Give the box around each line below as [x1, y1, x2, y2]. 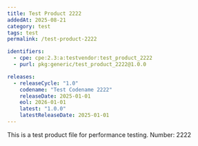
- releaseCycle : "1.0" [13, 80, 79, 87]
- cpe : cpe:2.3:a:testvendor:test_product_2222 [13, 54, 153, 62]
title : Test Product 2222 [7, 10, 81, 17]
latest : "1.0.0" [19, 105, 67, 112]
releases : [7, 73, 36, 80]
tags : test [7, 29, 39, 36]
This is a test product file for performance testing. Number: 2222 [7, 130, 192, 138]
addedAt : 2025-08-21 [7, 17, 67, 23]
